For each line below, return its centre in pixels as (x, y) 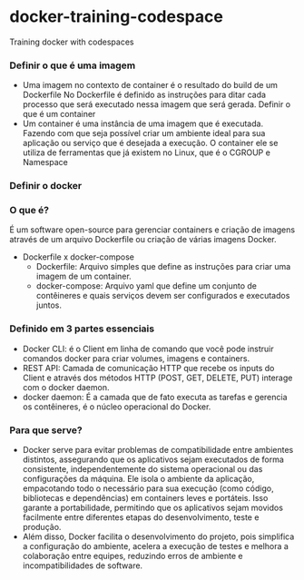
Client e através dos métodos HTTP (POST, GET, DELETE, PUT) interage (157, 378)
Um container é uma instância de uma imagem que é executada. (143, 123)
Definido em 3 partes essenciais (82, 329)
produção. (42, 527)
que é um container (59, 114)
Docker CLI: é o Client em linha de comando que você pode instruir (148, 349)
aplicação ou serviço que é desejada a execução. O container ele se (150, 143)
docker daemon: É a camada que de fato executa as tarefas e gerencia (155, 397)
